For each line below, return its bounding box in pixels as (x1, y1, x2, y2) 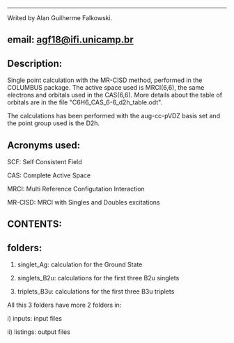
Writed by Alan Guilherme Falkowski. (7, 14, 113, 22)
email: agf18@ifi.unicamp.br (7, 34, 134, 46)
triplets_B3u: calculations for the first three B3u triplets (17, 287, 175, 296)
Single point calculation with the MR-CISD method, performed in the (7, 76, 203, 84)
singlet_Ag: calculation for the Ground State (17, 260, 143, 269)
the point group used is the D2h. (7, 119, 100, 127)
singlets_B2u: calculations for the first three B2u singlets (17, 274, 180, 282)
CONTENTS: (7, 218, 63, 230)
